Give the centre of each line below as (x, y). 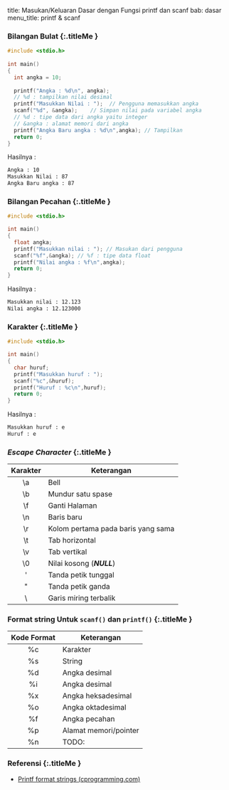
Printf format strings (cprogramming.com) (79, 779)
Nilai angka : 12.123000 (44, 309)
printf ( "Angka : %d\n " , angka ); (62, 91)
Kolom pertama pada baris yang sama (111, 529)
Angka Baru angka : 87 (41, 183)
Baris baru (65, 517)
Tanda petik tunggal (81, 575)
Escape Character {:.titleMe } (59, 452)
